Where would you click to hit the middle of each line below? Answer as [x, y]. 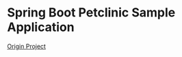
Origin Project [27, 46]
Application [41, 27]
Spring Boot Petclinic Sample [91, 13]
